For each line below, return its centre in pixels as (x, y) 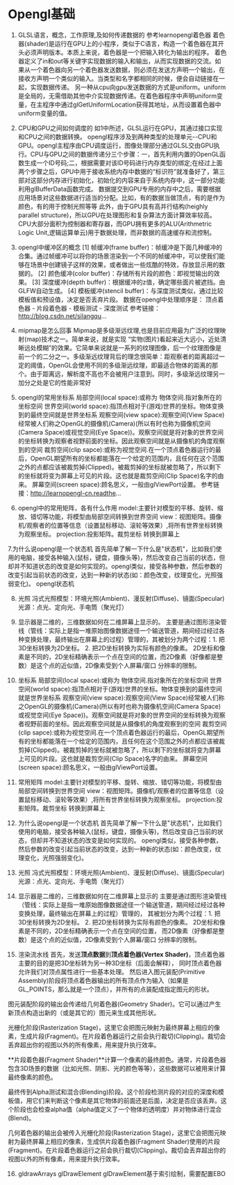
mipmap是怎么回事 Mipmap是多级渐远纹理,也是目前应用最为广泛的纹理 (119, 330)
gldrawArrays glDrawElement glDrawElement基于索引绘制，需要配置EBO (122, 1173)
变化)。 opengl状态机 (44, 583)
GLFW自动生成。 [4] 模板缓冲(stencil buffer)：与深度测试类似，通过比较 (121, 290)
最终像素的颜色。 (32, 1077)
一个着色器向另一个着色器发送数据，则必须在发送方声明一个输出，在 (127, 70)
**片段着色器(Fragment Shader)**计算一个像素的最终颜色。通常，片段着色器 (117, 1060)
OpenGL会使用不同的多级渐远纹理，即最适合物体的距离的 (130, 365)
